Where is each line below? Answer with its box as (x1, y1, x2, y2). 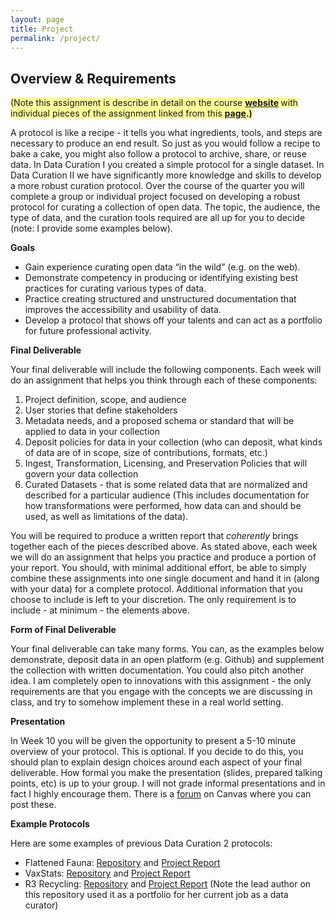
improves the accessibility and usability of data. (24, 304, 222, 316)
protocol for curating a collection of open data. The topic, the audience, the (10, 201, 321, 213)
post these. (10, 799, 57, 811)
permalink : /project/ (10, 33, 101, 43)
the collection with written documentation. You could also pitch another (10, 664, 305, 676)
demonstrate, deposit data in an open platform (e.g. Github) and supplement (10, 654, 325, 666)
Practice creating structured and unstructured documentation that (24, 293, 297, 305)
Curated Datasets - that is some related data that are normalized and (24, 479, 308, 491)
